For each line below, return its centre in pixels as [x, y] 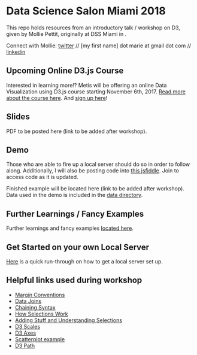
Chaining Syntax [35, 307]
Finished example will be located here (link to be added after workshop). [95, 189]
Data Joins [28, 301]
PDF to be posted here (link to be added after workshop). [77, 131]
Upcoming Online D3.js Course [65, 71]
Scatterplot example [40, 339]
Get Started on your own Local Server [78, 247]
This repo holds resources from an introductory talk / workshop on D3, [93, 28]
